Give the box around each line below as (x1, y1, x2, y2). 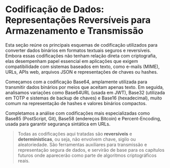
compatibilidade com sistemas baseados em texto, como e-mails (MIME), (5, 63, 160, 70)
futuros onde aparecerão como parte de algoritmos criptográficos (17, 152, 157, 158)
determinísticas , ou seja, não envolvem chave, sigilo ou (17, 136, 136, 142)
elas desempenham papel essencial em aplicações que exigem (5, 58, 138, 64)
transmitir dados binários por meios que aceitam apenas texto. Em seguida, (5, 84, 164, 90)
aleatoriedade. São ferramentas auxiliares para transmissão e (17, 141, 147, 148)
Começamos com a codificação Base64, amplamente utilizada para (5, 79, 148, 85)
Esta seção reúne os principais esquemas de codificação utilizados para (5, 42, 158, 48)
